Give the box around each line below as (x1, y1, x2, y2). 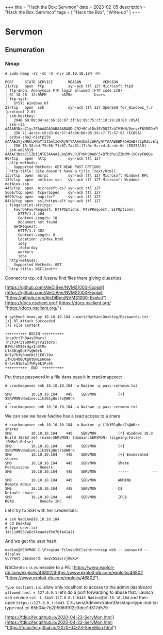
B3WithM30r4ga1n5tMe (5, 344, 47, 349)
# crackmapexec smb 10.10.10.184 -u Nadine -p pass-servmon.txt (5, 383, 138, 388)
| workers (5, 250, 34, 254)
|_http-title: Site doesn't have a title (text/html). (5, 168, 118, 174)
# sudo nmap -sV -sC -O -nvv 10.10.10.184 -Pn (5, 71, 101, 76)
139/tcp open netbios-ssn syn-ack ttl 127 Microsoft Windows (5, 177, 140, 182)
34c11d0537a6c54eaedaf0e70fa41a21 (5, 529, 75, 535)
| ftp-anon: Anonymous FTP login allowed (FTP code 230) (5, 88, 123, 93)
